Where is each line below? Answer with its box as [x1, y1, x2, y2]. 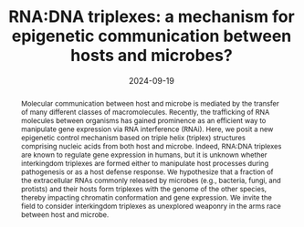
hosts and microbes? [70, 46, 233, 66]
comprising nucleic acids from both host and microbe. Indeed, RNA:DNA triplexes [20, 141, 282, 151]
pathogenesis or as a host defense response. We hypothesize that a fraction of [20, 167, 274, 177]
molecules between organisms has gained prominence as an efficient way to [20, 116, 267, 125]
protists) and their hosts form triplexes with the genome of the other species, [20, 184, 267, 193]
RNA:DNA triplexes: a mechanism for [8, 6, 295, 27]
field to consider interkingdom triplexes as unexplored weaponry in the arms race [20, 201, 281, 211]
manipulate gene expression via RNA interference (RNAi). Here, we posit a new [20, 124, 274, 134]
